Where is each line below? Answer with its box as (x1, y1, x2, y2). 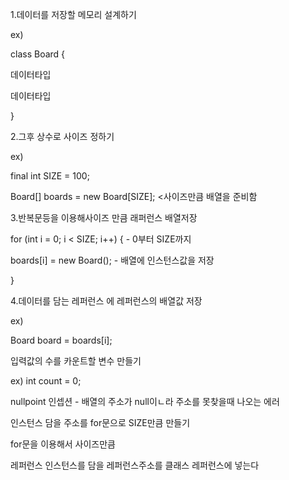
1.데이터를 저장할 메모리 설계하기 (10, 9, 137, 20)
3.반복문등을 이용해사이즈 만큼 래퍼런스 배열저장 (10, 212, 198, 223)
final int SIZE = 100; (10, 170, 90, 182)
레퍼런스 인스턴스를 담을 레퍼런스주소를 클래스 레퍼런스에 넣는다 (10, 459, 260, 471)
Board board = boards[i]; (10, 334, 113, 346)
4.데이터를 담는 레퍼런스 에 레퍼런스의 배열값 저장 (10, 295, 203, 307)
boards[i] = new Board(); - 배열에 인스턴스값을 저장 (10, 254, 215, 266)
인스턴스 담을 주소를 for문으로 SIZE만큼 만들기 (10, 417, 191, 428)
